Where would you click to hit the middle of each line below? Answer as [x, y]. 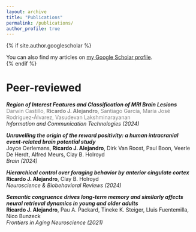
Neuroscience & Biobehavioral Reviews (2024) [64, 185]
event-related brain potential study [51, 142]
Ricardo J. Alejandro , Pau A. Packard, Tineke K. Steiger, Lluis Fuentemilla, [97, 210]
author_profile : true [33, 29]
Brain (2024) [22, 161]
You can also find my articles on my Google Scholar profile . [79, 57]
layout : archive [26, 12]
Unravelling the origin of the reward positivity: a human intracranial [92, 135]
